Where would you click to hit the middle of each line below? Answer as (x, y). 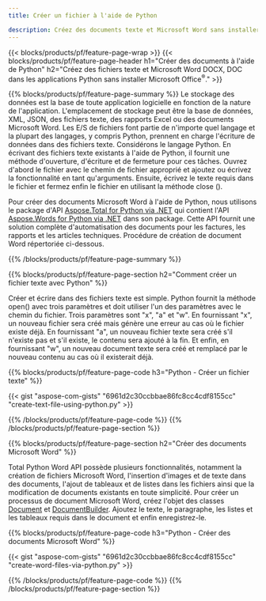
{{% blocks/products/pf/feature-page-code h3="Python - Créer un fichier (129, 372)
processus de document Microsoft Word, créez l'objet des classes (116, 501)
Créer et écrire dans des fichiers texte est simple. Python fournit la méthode (132, 298)
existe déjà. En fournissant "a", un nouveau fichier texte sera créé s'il (121, 332)
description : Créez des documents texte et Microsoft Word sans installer (134, 30)
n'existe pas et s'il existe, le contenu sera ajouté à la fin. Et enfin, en (119, 340)
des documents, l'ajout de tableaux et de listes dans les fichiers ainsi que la (131, 484)
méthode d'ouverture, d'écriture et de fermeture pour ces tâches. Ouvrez (128, 161)
